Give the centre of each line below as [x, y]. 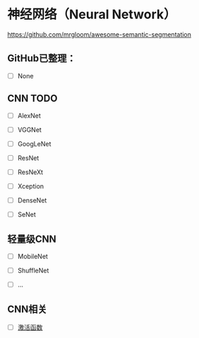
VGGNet [30, 129]
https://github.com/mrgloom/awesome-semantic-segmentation [99, 34]
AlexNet [29, 115]
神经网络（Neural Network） [92, 14]
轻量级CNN [32, 239]
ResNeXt [30, 172]
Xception [31, 186]
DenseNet [32, 200]
